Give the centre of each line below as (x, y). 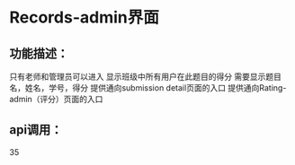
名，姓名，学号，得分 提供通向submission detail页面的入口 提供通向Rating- (148, 88)
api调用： (36, 130)
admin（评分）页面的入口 (56, 99)
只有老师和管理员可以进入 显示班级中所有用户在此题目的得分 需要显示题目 (145, 77)
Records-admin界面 (85, 17)
